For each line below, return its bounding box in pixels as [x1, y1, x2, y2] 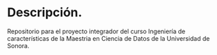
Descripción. [7, 5, 83, 20]
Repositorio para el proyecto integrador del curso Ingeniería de [7, 27, 186, 35]
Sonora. [7, 41, 30, 50]
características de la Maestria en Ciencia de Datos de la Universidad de [7, 34, 210, 42]
